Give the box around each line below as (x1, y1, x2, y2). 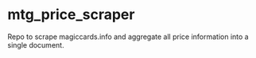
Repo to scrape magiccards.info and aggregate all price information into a (7, 32, 249, 41)
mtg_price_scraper (7, 6, 135, 24)
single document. (7, 40, 64, 49)
